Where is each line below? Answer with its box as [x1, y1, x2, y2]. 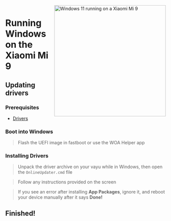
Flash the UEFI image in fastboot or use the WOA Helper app [17, 140, 145, 146]
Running [5, 17, 42, 29]
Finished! [5, 209, 36, 217]
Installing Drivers [5, 152, 49, 160]
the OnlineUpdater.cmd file [17, 169, 73, 175]
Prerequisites [5, 104, 39, 111]
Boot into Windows [5, 128, 53, 135]
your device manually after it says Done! [17, 194, 103, 200]
